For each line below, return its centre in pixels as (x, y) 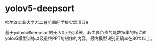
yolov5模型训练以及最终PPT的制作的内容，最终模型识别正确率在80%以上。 (80, 38)
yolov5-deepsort (40, 8)
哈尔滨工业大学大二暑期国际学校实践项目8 (47, 22)
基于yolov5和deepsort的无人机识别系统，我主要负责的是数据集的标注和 (76, 32)
